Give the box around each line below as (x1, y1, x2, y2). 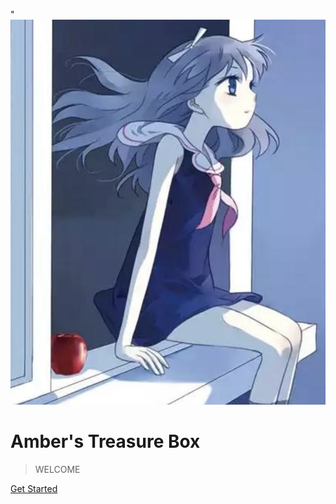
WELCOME (34, 463, 81, 475)
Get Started (10, 482, 58, 494)
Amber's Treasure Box (10, 430, 201, 453)
